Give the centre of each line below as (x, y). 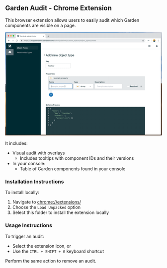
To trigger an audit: (25, 236)
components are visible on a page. (41, 25)
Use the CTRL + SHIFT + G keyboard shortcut (58, 251)
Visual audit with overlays (39, 153)
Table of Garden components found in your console (73, 169)
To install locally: (22, 193)
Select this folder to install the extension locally (61, 212)
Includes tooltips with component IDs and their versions (77, 158)
